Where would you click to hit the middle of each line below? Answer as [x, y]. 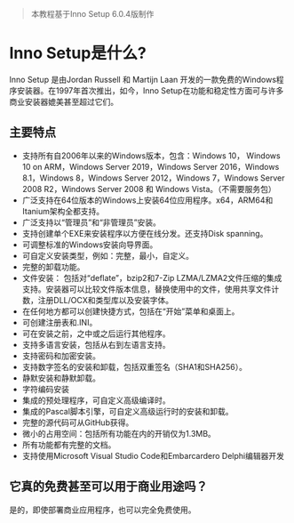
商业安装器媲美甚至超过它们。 [64, 101]
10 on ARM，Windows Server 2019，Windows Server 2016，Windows [151, 166]
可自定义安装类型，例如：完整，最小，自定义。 [107, 255]
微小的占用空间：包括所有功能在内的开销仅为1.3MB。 [119, 433]
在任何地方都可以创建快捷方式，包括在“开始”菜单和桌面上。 [131, 311]
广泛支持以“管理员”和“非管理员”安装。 [91, 222]
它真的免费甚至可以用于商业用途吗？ [108, 487]
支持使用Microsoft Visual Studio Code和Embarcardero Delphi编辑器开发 [153, 455]
